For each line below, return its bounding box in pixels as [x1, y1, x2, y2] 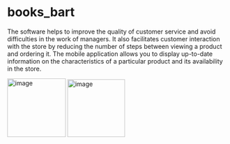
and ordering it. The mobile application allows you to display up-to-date [7, 50, 213, 58]
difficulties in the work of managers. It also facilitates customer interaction [7, 34, 220, 43]
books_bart [7, 4, 75, 20]
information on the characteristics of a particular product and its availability [7, 57, 223, 65]
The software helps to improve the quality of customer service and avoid [7, 27, 216, 36]
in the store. [7, 64, 42, 73]
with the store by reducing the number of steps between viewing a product [7, 42, 222, 50]
